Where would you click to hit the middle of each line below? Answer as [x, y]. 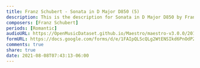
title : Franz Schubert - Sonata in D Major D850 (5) [73, 12]
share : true [21, 50]
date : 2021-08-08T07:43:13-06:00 [48, 56]
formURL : [17, 39]
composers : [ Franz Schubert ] [42, 22]
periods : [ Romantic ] [32, 28]
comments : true [25, 45]
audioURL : [18, 34]
